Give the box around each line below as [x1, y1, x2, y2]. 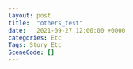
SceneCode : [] [8, 48, 55, 56]
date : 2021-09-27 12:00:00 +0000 [8, 26, 126, 34]
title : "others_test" [8, 19, 83, 27]
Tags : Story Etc [8, 41, 62, 49]
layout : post [8, 11, 51, 20]
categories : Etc [8, 33, 62, 42]
